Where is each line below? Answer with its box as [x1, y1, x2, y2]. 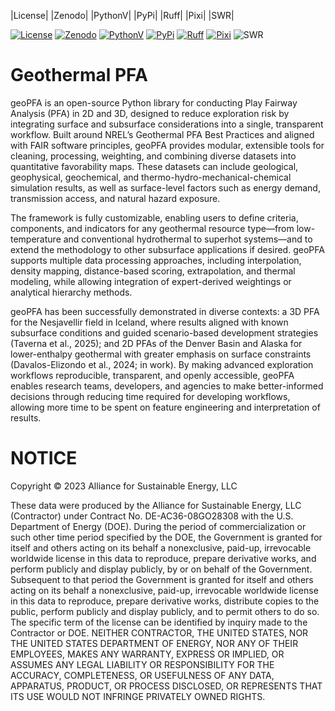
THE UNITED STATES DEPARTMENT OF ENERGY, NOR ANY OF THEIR [10, 637, 299, 649]
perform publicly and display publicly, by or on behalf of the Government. [10, 563, 313, 575]
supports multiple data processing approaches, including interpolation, [10, 254, 302, 266]
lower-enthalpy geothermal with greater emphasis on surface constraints [10, 348, 312, 360]
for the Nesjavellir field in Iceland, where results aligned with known [10, 316, 289, 328]
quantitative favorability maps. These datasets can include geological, [10, 160, 299, 172]
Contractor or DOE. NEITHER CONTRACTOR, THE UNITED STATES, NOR [10, 626, 309, 639]
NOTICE [10, 447, 78, 470]
